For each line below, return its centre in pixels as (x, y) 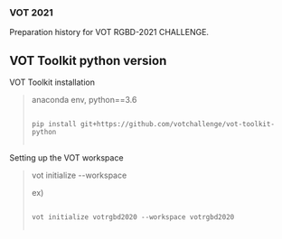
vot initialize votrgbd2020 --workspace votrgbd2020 (133, 217)
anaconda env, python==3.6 (84, 100)
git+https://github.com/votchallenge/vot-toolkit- (178, 124)
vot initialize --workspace (79, 175)
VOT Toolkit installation (52, 82)
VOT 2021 (32, 13)
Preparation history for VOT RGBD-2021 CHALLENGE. (109, 32)
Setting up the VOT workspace (66, 158)
